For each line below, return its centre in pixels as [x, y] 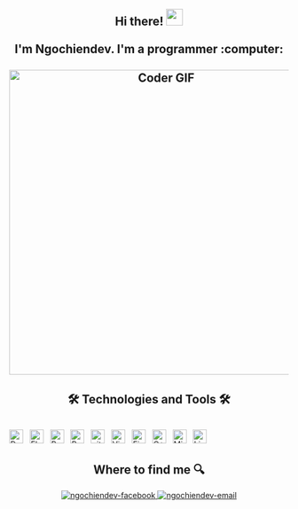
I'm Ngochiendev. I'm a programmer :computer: [149, 49]
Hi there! [139, 22]
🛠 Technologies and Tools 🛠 [149, 399]
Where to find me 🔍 [149, 470]
